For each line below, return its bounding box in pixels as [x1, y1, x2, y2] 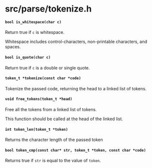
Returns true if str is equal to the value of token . [5, 158, 101, 164]
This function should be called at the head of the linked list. [5, 116, 123, 122]
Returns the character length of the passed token [5, 137, 103, 143]
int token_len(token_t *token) [5, 127, 68, 132]
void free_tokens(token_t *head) [5, 97, 73, 102]
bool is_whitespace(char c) [5, 19, 62, 25]
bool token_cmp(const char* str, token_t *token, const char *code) [5, 148, 146, 153]
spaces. [5, 44, 21, 50]
